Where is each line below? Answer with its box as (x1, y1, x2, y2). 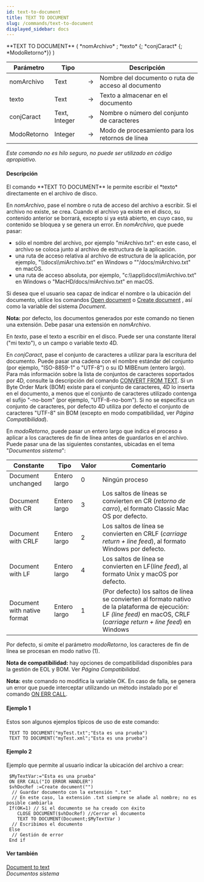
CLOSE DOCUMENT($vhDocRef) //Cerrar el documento (17, 810, 146, 816)
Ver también (6, 850, 38, 857)
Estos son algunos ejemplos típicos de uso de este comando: (6, 718, 160, 725)
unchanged (9, 479, 42, 488)
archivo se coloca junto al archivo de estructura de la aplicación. (15, 246, 177, 253)
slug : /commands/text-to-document (6, 20, 94, 26)
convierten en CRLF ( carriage (102, 530, 188, 538)
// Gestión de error (12, 831, 64, 838)
